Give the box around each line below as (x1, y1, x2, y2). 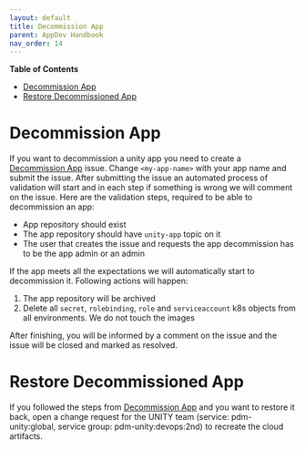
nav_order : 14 (9, 38, 64, 48)
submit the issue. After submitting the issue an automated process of (9, 172, 269, 183)
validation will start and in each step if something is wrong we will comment (9, 182, 293, 193)
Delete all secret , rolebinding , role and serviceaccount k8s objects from (22, 302, 296, 314)
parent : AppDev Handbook (9, 30, 104, 39)
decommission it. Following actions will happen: (9, 275, 188, 287)
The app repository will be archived (22, 293, 157, 304)
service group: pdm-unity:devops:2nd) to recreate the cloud (57, 421, 284, 433)
